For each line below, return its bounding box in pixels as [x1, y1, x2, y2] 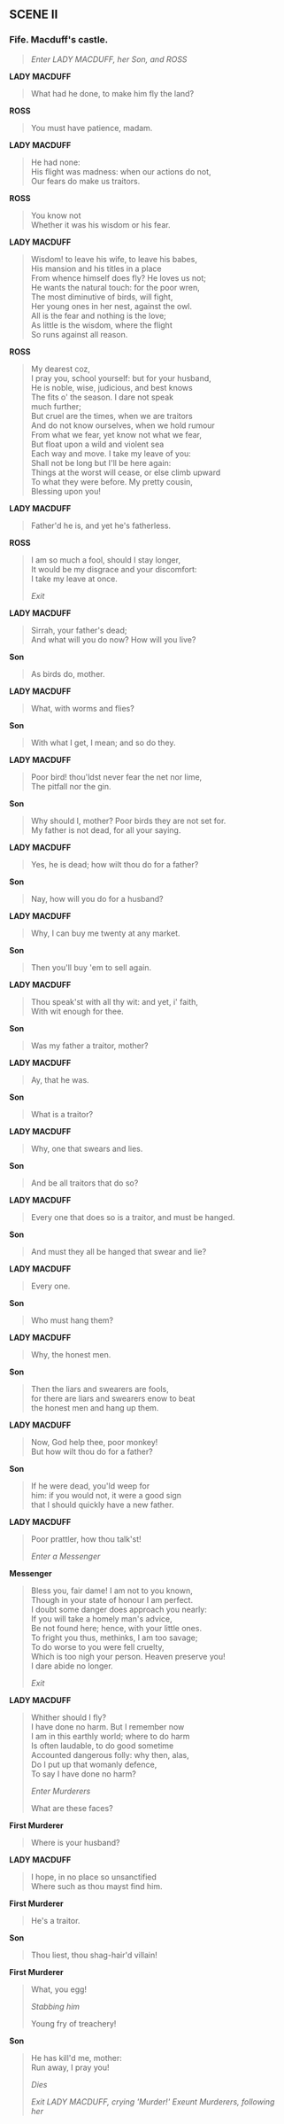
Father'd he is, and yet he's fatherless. [30, 520, 171, 531]
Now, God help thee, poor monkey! [30, 1436, 158, 1447]
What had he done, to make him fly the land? [30, 88, 195, 98]
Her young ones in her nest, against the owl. [30, 300, 193, 311]
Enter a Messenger [30, 1551, 101, 1561]
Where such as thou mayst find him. [30, 1880, 163, 1891]
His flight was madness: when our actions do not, [30, 166, 211, 176]
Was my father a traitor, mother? [30, 1040, 149, 1051]
